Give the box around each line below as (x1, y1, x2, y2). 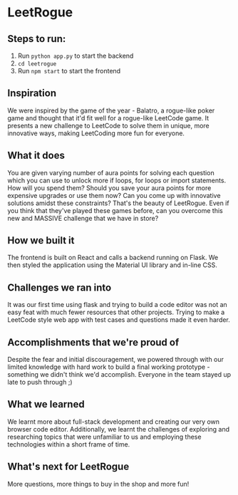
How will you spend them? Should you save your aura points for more (7, 183, 212, 192)
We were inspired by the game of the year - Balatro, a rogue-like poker (7, 106, 215, 115)
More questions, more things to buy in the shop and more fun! (7, 479, 190, 488)
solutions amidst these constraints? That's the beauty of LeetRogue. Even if (7, 199, 229, 207)
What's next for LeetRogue (7, 461, 130, 473)
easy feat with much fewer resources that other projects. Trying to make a (7, 308, 225, 317)
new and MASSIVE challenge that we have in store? (7, 214, 159, 222)
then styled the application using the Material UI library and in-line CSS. (7, 261, 217, 269)
